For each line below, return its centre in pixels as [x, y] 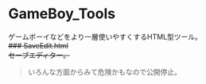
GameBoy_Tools [62, 14]
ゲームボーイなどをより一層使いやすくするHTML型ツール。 [105, 36]
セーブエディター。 [39, 55]
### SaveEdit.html [39, 45]
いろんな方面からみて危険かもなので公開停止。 [104, 71]
